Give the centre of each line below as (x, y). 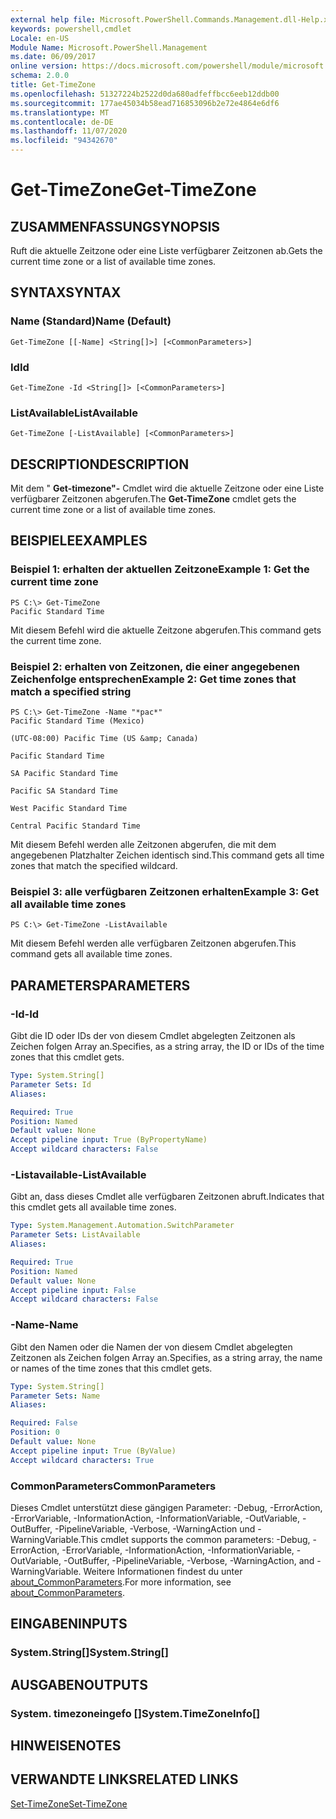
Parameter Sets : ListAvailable (75, 1235)
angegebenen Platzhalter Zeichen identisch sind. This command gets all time (167, 855)
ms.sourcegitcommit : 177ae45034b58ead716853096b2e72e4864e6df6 (145, 103)
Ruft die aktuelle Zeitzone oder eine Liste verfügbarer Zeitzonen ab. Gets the (166, 250)
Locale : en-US (40, 38)
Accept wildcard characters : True (82, 1460)
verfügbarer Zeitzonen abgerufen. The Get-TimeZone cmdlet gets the (153, 499)
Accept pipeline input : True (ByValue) (93, 1451)
